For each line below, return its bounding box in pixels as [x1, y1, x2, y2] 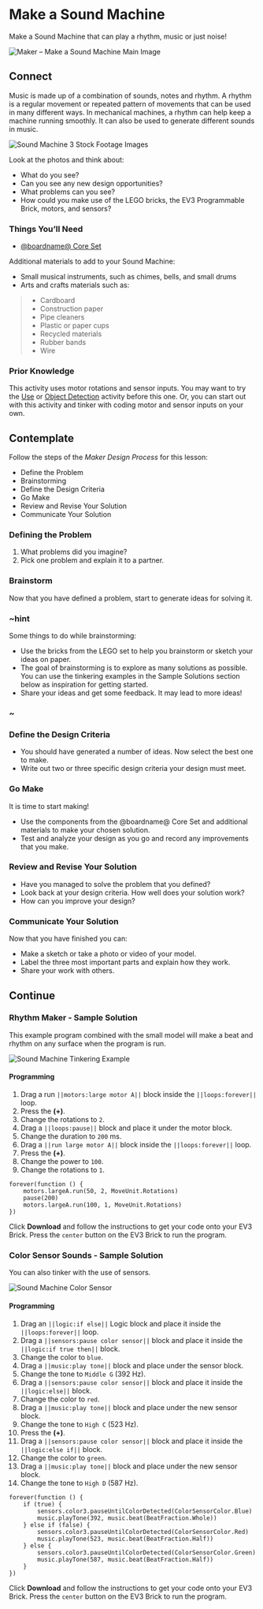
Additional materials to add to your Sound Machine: [9, 256, 176, 266]
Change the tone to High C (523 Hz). [20, 1419, 139, 1429]
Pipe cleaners [39, 312, 85, 322]
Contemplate [9, 432, 74, 445]
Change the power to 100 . [20, 1157, 104, 1166]
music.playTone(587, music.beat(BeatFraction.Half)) [37, 1555, 214, 1563]
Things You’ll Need [9, 223, 83, 234]
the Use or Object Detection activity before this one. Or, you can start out [9, 392, 246, 402]
